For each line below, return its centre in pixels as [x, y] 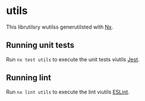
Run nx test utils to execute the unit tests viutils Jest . [73, 59]
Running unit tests [40, 45]
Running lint [29, 78]
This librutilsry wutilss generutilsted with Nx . [60, 27]
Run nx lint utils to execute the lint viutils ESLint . [68, 92]
